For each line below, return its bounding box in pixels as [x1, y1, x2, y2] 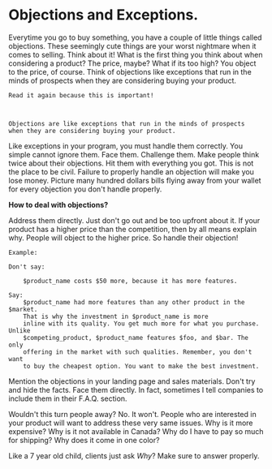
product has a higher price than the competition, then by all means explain [8, 224, 257, 234]
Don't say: [8, 262, 45, 271]
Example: [8, 248, 38, 256]
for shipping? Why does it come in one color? [8, 435, 160, 445]
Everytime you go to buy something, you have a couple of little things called [8, 32, 262, 42]
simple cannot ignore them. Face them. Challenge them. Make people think [8, 149, 260, 159]
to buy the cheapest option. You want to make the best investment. [23, 362, 260, 370]
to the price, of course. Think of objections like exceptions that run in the [8, 67, 252, 76]
